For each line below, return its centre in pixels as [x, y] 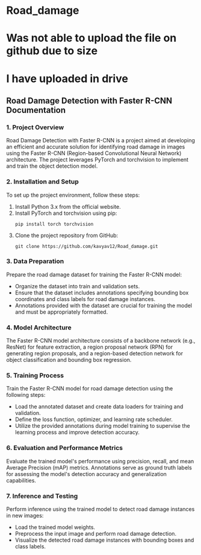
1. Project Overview [35, 127]
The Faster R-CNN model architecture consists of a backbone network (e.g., [101, 341]
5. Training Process [35, 376]
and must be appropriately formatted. [61, 312]
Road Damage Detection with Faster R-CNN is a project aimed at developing [101, 141]
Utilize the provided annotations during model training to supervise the [103, 426]
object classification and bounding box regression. [69, 360]
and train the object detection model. [52, 166]
